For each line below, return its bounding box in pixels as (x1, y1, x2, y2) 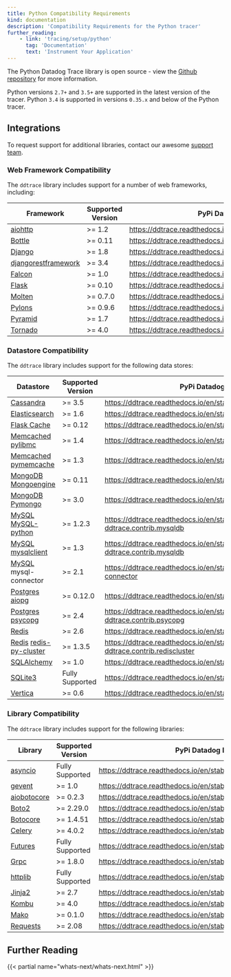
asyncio (10, 765, 36, 775)
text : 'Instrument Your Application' (25, 49, 134, 56)
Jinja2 (10, 888, 31, 897)
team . (7, 148, 23, 156)
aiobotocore (10, 792, 50, 802)
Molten (10, 292, 34, 301)
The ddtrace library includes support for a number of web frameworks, (7, 180, 208, 189)
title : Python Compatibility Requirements (7, 10, 131, 17)
